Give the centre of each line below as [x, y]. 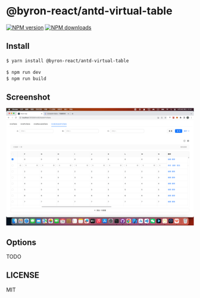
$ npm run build [26, 79]
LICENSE [23, 275]
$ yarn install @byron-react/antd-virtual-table [68, 61]
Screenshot [28, 97]
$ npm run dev [24, 72]
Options [21, 242]
